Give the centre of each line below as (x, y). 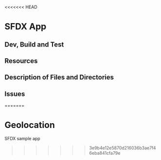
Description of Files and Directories (59, 77)
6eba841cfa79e (105, 153)
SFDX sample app (22, 139)
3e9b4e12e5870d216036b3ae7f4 (123, 148)
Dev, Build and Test (34, 44)
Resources (21, 61)
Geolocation (30, 125)
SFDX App (26, 27)
